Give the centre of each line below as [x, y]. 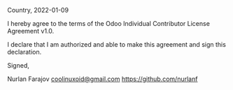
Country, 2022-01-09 [38, 10]
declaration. [24, 52]
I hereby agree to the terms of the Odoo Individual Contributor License [108, 23]
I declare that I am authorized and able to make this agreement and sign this [116, 44]
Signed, [18, 65]
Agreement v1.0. [31, 31]
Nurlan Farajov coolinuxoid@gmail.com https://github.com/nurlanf [103, 79]
